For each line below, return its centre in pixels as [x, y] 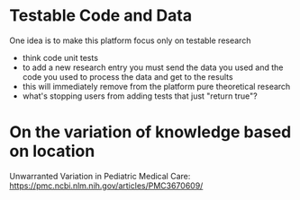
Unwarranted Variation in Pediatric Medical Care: [100, 176]
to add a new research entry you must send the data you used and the [153, 67]
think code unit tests [60, 57]
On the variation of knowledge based [150, 132]
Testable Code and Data [100, 16]
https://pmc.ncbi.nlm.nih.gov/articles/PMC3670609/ [106, 186]
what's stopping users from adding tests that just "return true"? [140, 96]
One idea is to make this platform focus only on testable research [130, 40]
